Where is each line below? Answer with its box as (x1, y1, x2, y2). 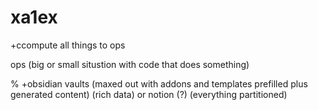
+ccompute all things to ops (10, 39, 126, 51)
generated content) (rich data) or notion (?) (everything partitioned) (10, 88, 288, 100)
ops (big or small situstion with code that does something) (10, 58, 250, 70)
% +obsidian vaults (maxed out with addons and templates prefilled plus (10, 77, 308, 90)
